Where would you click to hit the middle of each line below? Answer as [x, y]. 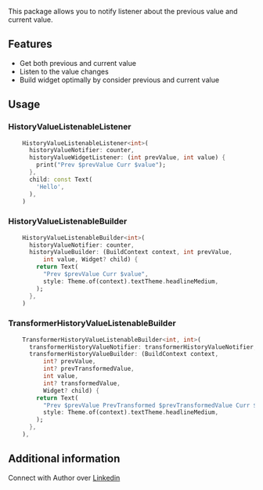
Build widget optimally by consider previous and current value [119, 80]
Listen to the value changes [64, 71]
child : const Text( [60, 180]
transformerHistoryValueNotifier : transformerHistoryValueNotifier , [143, 347]
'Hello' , [50, 187]
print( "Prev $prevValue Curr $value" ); [101, 165]
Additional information [64, 459]
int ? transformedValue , [82, 383]
